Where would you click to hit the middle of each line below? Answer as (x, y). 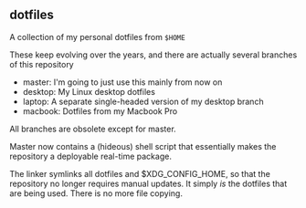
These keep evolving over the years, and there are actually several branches (153, 55)
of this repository (42, 64)
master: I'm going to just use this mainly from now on (122, 82)
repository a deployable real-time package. (90, 156)
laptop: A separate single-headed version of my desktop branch (143, 101)
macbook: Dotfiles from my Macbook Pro (100, 111)
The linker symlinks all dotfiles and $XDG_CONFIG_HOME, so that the (140, 173)
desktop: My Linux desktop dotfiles (89, 91)
